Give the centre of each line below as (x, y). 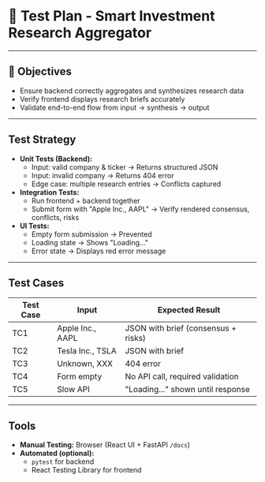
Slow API (73, 390)
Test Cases (36, 283)
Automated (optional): (57, 454)
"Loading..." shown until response (188, 390)
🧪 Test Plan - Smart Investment (112, 16)
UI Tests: (34, 226)
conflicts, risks (55, 217)
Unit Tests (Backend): (56, 159)
